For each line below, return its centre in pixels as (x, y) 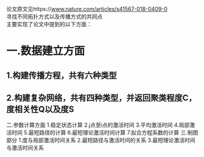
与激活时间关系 (25, 148)
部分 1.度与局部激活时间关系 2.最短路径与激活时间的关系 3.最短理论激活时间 (101, 140)
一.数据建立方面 (46, 51)
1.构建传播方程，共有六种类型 (62, 75)
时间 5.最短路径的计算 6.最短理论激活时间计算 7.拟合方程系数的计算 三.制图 (105, 133)
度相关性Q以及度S (40, 109)
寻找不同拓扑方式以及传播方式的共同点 (54, 16)
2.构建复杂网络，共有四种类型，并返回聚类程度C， (101, 98)
